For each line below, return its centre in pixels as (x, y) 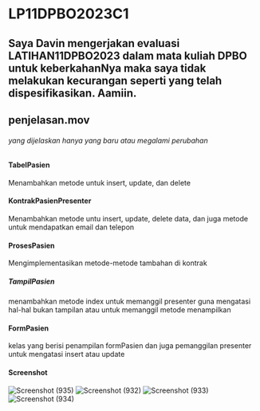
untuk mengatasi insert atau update (67, 354)
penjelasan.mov (49, 120)
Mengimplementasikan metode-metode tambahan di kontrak (108, 263)
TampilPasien (32, 281)
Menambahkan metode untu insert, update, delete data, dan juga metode (128, 218)
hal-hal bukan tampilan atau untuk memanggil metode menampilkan (120, 310)
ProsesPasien (32, 245)
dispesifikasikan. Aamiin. (73, 93)
